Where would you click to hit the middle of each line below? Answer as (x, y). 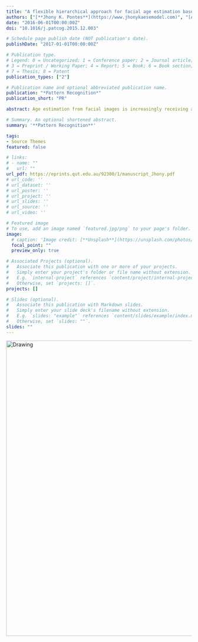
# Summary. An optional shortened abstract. (62, 120)
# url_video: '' (26, 213)
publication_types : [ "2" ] (38, 77)
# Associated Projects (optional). (50, 261)
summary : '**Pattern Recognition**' (51, 125)
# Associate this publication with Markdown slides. (75, 305)
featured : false (26, 147)
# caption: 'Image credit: (44, 240)
